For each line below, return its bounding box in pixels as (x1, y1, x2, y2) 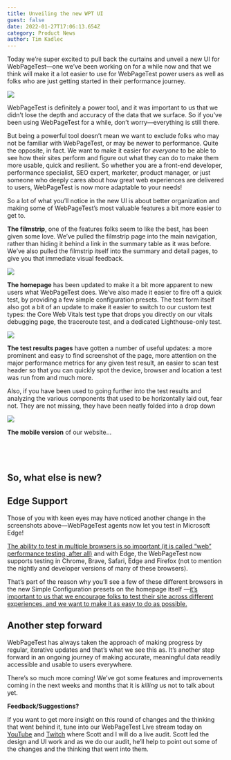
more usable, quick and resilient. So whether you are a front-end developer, (7, 161, 223, 170)
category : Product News (7, 29, 76, 37)
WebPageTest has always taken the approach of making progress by (7, 638, 203, 646)
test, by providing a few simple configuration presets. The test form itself (7, 295, 215, 304)
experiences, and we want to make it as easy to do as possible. (7, 599, 188, 607)
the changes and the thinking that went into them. (7, 745, 149, 753)
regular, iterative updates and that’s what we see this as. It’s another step (7, 646, 215, 654)
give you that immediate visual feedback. (7, 254, 124, 263)
